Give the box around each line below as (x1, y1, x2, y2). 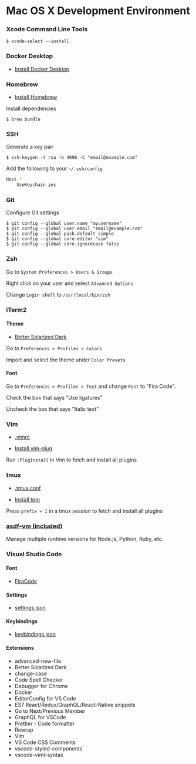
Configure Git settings (6, 209, 60, 216)
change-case (14, 670, 47, 677)
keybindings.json (14, 631, 56, 638)
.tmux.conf (14, 484, 41, 491)
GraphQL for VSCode (14, 713, 66, 720)
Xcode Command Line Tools (6, 25, 88, 34)
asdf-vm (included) (6, 522, 63, 530)
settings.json (14, 604, 46, 612)
